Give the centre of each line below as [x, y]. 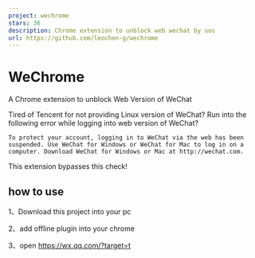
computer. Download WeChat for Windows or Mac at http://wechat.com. [126, 152]
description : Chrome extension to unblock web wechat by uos [112, 30]
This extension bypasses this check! [68, 166]
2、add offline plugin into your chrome [72, 229]
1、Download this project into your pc [70, 211]
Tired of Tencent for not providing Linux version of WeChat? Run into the [127, 115]
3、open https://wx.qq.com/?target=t [70, 245]
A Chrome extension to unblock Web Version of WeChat [100, 100]
